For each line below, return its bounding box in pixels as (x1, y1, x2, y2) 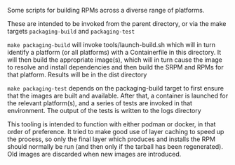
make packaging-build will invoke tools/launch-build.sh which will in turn (7, 41, 216, 48)
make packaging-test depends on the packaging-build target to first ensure (7, 84, 224, 92)
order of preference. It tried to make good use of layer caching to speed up (7, 128, 224, 136)
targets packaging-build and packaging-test (7, 27, 135, 35)
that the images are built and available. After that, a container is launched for (7, 91, 229, 100)
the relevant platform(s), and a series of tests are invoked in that (7, 99, 193, 107)
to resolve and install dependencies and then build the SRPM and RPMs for (7, 63, 224, 71)
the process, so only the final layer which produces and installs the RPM (7, 135, 216, 143)
